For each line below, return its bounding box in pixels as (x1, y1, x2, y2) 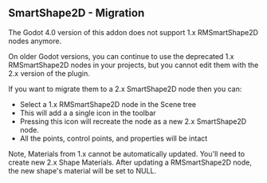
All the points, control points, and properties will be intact (19, 133, 208, 143)
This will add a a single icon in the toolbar (19, 108, 157, 117)
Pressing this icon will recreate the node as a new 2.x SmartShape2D (19, 116, 247, 126)
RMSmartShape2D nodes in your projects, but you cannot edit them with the (8, 60, 259, 70)
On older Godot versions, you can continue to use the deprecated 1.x (8, 51, 234, 61)
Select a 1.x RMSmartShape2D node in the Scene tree (19, 99, 197, 109)
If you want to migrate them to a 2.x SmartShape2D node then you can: (8, 84, 242, 93)
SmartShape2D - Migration (8, 6, 145, 20)
